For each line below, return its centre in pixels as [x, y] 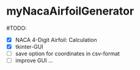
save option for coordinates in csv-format [68, 54]
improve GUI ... [34, 61]
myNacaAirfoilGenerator [70, 11]
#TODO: [17, 28]
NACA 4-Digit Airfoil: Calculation [56, 40]
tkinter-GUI [29, 47]
